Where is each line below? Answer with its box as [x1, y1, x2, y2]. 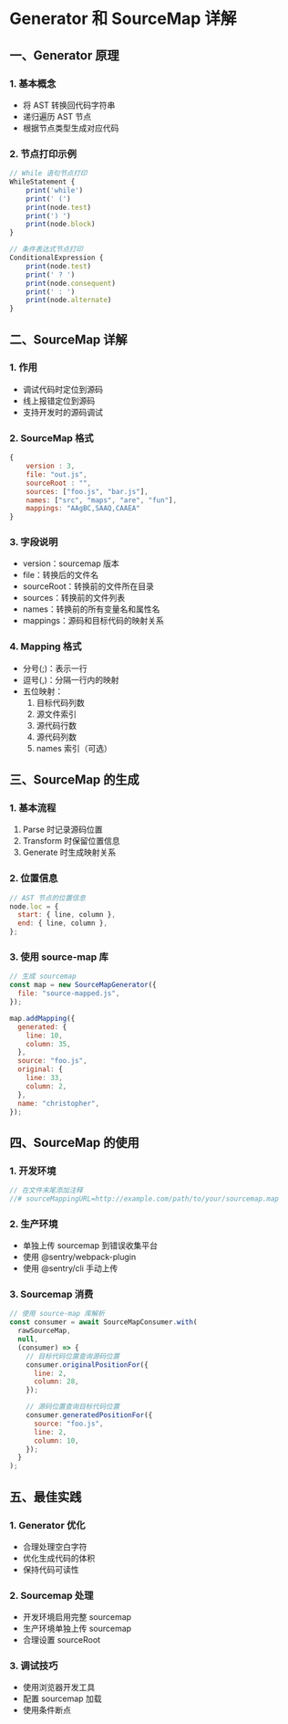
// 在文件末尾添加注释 [9, 1186, 84, 1195]
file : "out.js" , [26, 469, 88, 479]
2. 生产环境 [9, 1217, 58, 1230]
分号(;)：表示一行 [22, 663, 88, 674]
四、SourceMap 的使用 [9, 1134, 139, 1151]
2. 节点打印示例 [9, 147, 77, 160]
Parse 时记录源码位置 [22, 824, 103, 836]
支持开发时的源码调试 [22, 406, 103, 417]
